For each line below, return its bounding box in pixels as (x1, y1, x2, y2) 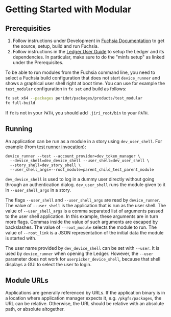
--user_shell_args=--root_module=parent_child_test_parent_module (10, 167, 154, 172)
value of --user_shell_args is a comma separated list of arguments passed (5, 208, 163, 214)
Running (5, 125, 33, 133)
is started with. (5, 235, 37, 241)
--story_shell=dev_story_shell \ (10, 163, 81, 168)
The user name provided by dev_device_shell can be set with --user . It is (5, 245, 160, 251)
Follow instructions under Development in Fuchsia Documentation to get (12, 37, 165, 44)
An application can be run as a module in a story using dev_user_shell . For (5, 138, 162, 144)
